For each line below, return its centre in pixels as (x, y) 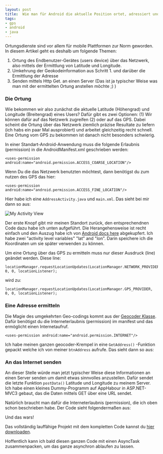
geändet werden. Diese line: (33, 258)
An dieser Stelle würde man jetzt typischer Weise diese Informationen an (78, 373)
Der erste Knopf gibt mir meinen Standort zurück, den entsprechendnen (77, 223)
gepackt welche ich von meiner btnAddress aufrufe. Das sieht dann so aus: (80, 349)
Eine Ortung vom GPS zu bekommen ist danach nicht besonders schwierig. (80, 135)
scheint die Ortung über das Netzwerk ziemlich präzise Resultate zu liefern (80, 125)
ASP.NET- (136, 388)
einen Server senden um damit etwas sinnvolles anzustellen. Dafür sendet (79, 378)
